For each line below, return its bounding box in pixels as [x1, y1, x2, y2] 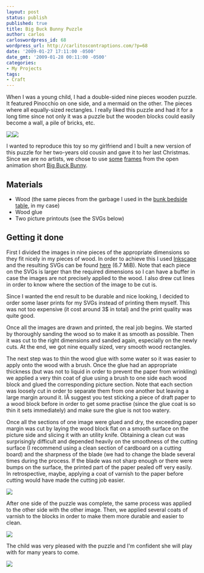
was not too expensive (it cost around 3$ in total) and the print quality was [6, 305, 192, 313]
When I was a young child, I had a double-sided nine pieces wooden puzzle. [6, 94, 197, 101]
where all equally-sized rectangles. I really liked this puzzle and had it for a [6, 106, 193, 114]
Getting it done [6, 232, 64, 243]
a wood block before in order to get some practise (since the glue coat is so [6, 400, 196, 407]
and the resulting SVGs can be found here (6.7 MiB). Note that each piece [6, 261, 191, 269]
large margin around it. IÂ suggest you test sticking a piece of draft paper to [6, 393, 196, 401]
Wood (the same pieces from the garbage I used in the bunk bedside [15, 195, 188, 202]
